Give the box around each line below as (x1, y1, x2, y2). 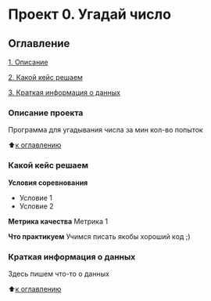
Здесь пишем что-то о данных (8, 269, 109, 278)
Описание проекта (8, 107, 84, 118)
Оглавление (8, 37, 70, 50)
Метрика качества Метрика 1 (8, 216, 108, 226)
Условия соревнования (8, 178, 88, 187)
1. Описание (8, 57, 48, 67)
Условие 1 (19, 193, 52, 202)
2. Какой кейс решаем (8, 73, 84, 82)
